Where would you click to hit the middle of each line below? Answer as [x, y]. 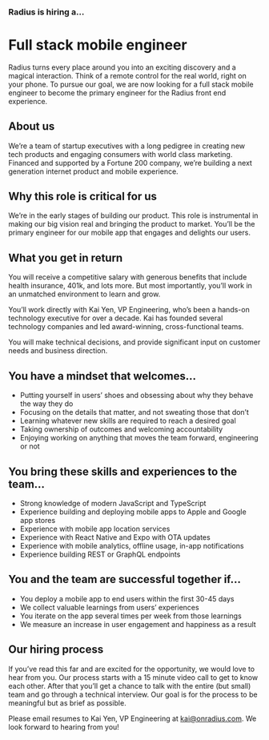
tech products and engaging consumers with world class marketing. [120, 154]
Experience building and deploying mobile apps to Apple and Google [133, 512]
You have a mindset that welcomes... [102, 376]
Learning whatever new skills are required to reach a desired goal [128, 421]
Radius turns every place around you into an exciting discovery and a [122, 67]
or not [30, 446]
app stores [38, 520]
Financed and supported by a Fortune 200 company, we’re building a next [130, 163]
